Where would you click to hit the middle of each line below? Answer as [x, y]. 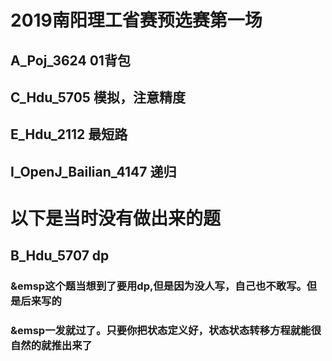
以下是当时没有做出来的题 [116, 218]
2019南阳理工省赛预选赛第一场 [136, 20]
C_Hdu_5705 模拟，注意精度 [98, 97]
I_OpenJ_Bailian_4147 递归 [93, 171]
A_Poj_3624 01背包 [70, 60]
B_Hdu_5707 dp [60, 256]
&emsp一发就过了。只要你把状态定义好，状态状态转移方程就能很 [166, 331]
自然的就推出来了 [51, 346]
